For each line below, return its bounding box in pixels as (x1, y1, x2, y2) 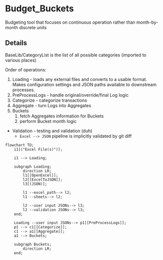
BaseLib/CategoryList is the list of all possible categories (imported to (5, 52, 147, 58)
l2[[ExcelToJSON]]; (23, 177, 63, 182)
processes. (12, 87, 35, 93)
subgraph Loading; (14, 164, 52, 169)
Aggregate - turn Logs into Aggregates (12, 102, 91, 109)
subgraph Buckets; (14, 242, 52, 247)
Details (5, 39, 27, 47)
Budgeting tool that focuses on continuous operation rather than (5, 19, 135, 25)
